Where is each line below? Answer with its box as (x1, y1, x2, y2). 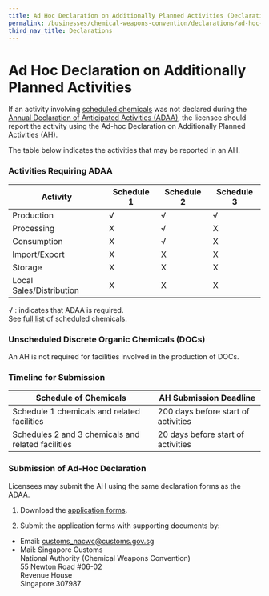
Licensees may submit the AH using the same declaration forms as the (8, 481, 242, 490)
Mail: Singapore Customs (19, 545, 103, 554)
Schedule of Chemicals (35, 393, 126, 404)
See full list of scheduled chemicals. (8, 314, 128, 323)
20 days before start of (157, 429, 245, 440)
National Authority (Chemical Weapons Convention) (19, 553, 191, 562)
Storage (12, 262, 42, 273)
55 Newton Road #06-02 (19, 562, 102, 571)
